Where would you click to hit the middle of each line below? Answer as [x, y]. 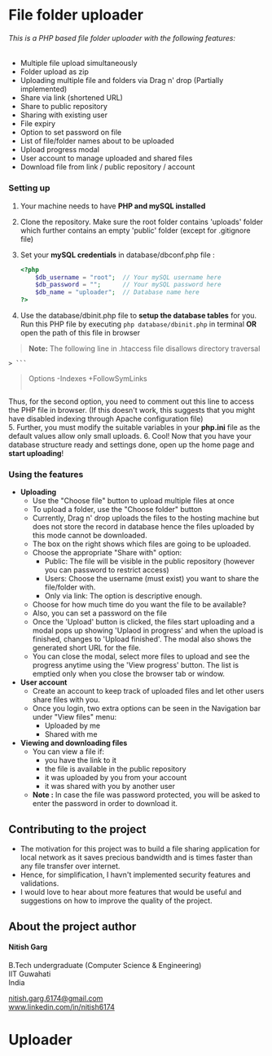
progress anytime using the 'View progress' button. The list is [135, 665]
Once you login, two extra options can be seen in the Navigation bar [147, 708]
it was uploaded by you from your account [116, 778]
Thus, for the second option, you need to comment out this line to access [132, 401]
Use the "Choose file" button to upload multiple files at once [133, 501]
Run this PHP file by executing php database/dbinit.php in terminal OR [138, 324]
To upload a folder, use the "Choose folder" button [117, 510]
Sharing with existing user [64, 115]
